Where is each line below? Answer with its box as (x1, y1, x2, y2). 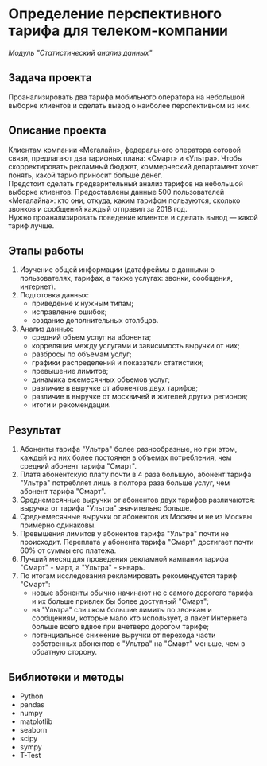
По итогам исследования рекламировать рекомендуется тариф (19, 571, 238, 581)
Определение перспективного (8, 5, 222, 23)
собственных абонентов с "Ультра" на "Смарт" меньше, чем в (31, 639, 246, 648)
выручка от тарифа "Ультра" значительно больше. (19, 504, 192, 513)
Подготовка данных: (19, 290, 90, 300)
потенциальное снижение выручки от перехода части (31, 630, 216, 640)
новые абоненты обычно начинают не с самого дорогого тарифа (31, 588, 253, 597)
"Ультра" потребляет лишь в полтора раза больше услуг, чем (19, 478, 230, 488)
